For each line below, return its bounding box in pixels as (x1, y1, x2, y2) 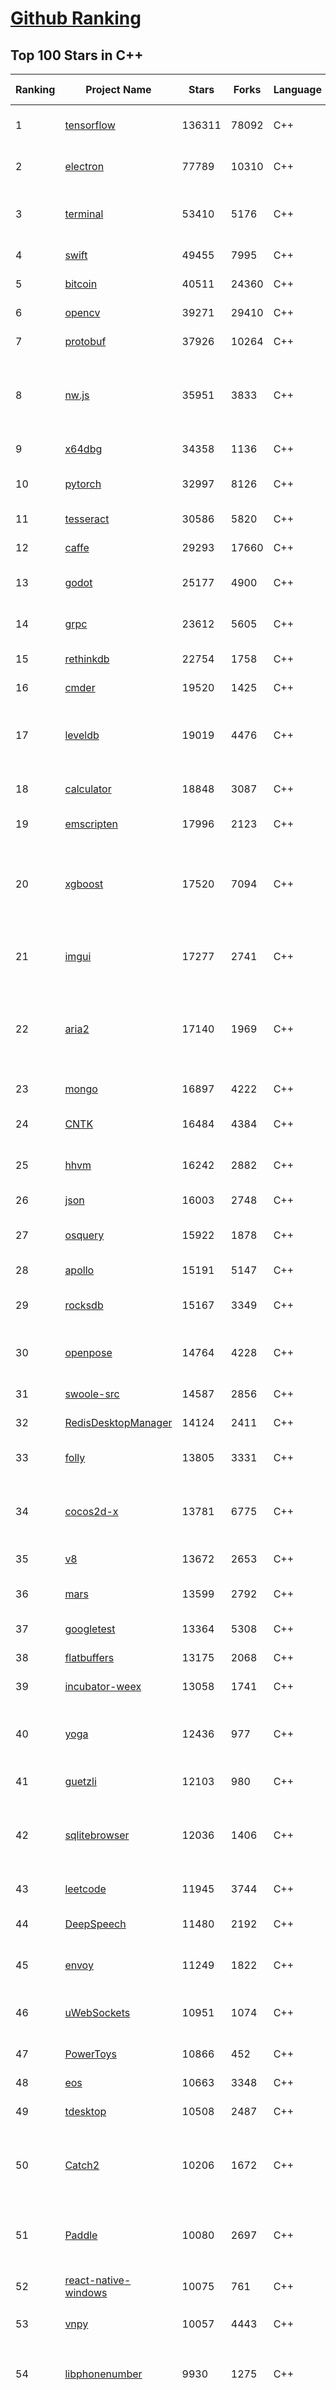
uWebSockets (64, 2006, 131, 2019)
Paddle (64, 2228, 98, 2242)
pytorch (64, 477, 102, 491)
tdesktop (64, 2105, 107, 2118)
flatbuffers (64, 1651, 115, 1664)
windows (64, 2286, 108, 2299)
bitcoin (64, 277, 98, 291)
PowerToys (64, 2047, 117, 2061)
